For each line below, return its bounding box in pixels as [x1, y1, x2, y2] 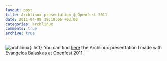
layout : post [5, 7, 33, 13]
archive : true [5, 31, 35, 36]
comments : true [5, 26, 37, 31]
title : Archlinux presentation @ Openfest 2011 [5, 12, 108, 17]
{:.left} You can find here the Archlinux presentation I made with [29, 45, 162, 50]
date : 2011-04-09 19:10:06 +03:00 [5, 17, 78, 22]
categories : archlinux [5, 21, 53, 27]
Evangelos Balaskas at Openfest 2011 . [5, 50, 85, 56]
